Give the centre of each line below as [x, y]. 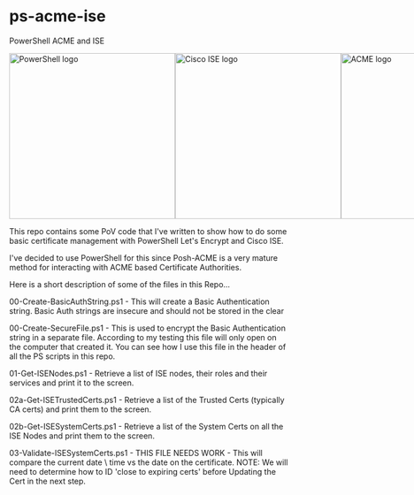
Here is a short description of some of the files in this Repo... [120, 284]
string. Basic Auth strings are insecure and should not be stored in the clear [147, 310]
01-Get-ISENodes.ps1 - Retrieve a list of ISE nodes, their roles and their [138, 373]
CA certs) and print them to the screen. [80, 409]
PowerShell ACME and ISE [57, 41]
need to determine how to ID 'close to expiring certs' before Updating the [143, 471]
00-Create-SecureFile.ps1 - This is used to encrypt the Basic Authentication [147, 328]
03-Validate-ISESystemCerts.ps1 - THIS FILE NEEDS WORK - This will [136, 453]
